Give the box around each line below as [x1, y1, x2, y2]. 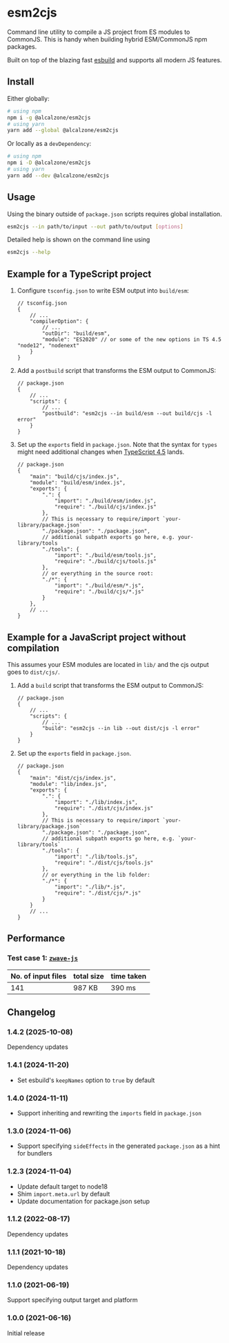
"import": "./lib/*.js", [54, 884, 126, 890]
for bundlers [17, 1149, 53, 1158]
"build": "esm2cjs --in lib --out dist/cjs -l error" [42, 724, 200, 731]
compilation [7, 642, 60, 654]
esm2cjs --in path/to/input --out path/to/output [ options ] [7, 223, 184, 230]
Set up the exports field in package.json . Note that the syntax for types [17, 441, 217, 449]
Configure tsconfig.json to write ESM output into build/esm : [17, 286, 190, 295]
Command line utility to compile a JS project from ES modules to [7, 28, 190, 36]
